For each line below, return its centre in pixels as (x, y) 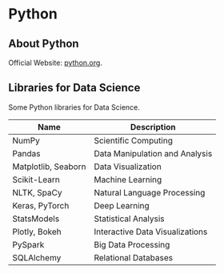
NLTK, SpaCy (37, 192)
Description (153, 127)
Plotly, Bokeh (37, 232)
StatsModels (36, 219)
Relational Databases (134, 257)
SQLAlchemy (37, 257)
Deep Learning (122, 205)
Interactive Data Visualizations (151, 232)
